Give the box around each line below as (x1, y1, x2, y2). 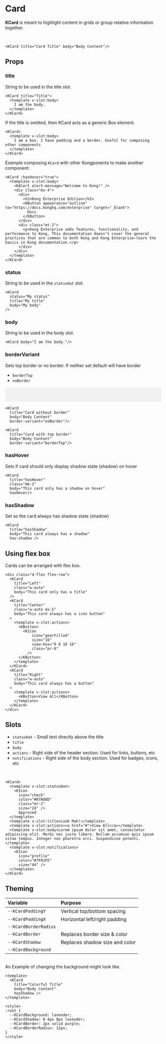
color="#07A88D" (18, 797, 52, 802)
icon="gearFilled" (31, 633, 70, 638)
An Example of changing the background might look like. (5, 963, 120, 969)
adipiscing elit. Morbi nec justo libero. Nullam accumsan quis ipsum (5, 832, 154, 836)
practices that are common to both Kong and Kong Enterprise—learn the (5, 235, 156, 240)
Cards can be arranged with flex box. (5, 562, 81, 568)
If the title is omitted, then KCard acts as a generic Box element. (5, 119, 135, 125)
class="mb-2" (9, 481, 37, 487)
